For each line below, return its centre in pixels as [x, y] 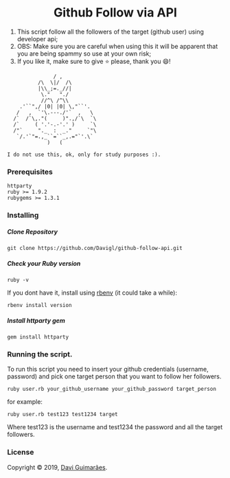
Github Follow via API [115, 13]
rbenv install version [39, 306]
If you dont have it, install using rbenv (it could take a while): [92, 293]
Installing [23, 216]
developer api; [37, 38]
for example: [25, 402]
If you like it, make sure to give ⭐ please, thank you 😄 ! [94, 61]
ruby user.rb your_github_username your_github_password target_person [112, 389]
